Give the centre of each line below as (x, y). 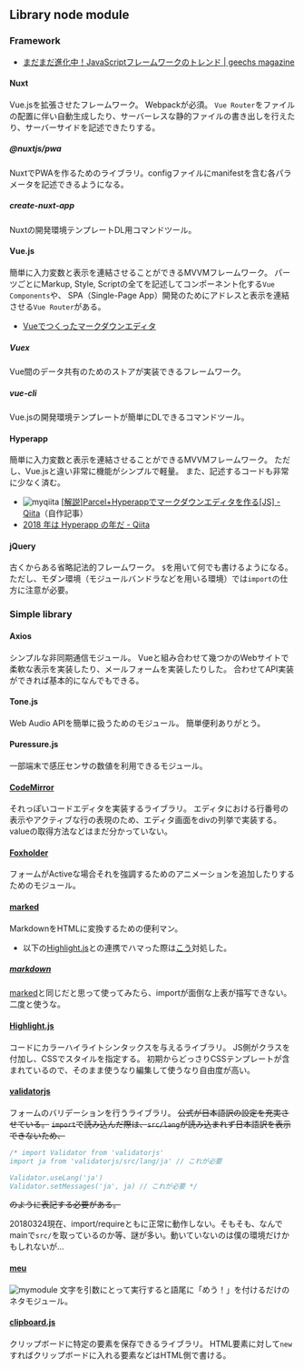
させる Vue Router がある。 (58, 307)
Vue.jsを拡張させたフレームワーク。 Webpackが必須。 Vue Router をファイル (152, 105)
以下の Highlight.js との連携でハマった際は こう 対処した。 (127, 948)
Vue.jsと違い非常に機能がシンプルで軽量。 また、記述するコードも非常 (157, 472)
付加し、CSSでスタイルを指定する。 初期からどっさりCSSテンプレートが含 (150, 1059)
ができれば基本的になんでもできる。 (77, 680)
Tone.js (24, 702)
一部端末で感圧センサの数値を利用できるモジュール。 (108, 766)
